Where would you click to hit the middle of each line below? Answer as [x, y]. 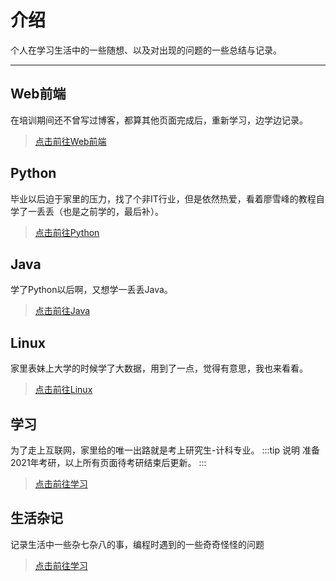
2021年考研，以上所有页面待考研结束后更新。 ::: [108, 462]
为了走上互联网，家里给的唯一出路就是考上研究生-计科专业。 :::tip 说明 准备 [165, 450]
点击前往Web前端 [70, 141]
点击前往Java [62, 311]
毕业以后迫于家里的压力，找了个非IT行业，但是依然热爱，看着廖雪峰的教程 [163, 198]
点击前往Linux [63, 390]
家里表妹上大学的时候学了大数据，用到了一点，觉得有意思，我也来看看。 [159, 368]
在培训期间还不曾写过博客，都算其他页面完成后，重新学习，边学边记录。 [159, 120]
